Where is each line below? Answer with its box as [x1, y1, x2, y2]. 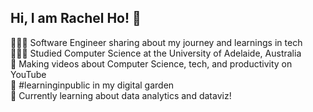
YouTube [10, 68, 47, 80]
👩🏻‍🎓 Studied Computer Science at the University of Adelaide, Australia [10, 47, 302, 59]
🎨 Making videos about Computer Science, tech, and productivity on [10, 57, 293, 70]
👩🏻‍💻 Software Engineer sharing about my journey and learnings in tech [10, 36, 303, 48]
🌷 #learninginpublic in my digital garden [10, 79, 175, 91]
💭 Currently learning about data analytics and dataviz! [10, 89, 232, 101]
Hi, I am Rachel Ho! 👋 [10, 10, 142, 27]
